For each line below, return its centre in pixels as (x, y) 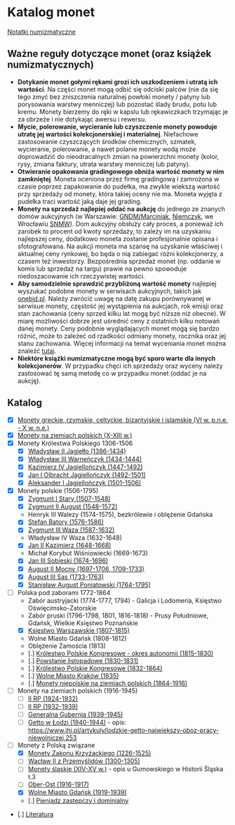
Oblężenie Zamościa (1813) (67, 646)
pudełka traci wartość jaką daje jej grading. (80, 201)
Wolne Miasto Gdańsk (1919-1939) (78, 793)
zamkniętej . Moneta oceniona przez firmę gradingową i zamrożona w (118, 179)
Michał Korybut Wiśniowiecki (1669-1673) (88, 554)
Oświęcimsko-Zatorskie (62, 608)
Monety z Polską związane (56, 746)
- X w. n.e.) (33, 428)
